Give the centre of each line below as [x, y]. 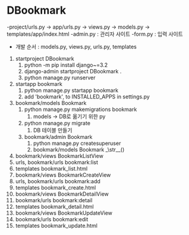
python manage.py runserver [60, 78]
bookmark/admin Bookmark [58, 137]
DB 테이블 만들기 [53, 130]
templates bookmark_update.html [56, 225]
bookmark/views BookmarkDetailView [62, 194]
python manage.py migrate [57, 123]
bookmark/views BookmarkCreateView [63, 175]
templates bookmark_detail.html [54, 206]
